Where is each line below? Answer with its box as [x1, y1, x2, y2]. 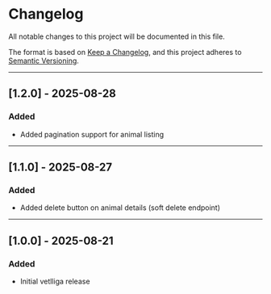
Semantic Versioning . [8, 56, 79, 65]
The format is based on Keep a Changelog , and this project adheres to [8, 47, 242, 57]
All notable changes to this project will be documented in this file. [8, 31, 226, 41]
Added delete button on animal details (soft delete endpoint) [19, 203, 220, 212]
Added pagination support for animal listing [19, 129, 165, 139]
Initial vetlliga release [19, 276, 90, 286]
